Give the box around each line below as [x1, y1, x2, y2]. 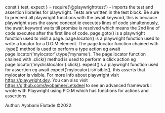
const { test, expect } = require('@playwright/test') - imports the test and [5, 4, 153, 10]
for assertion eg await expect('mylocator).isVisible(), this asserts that [5, 67, 146, 73]
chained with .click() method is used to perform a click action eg [5, 56, 136, 62]
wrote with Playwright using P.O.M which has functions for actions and [5, 88, 149, 93]
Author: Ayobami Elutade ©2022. [5, 103, 73, 108]
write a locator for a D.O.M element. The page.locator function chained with [5, 41, 159, 46]
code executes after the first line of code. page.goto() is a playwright [5, 30, 145, 36]
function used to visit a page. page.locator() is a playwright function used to [5, 35, 160, 41]
